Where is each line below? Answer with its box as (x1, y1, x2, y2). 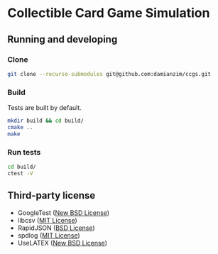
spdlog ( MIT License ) (17, 231, 80, 239)
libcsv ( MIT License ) (17, 216, 78, 224)
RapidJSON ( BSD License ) (17, 223, 95, 232)
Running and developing (7, 33, 118, 45)
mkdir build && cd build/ (7, 117, 84, 125)
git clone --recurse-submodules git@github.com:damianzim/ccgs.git (7, 70, 212, 77)
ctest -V (7, 170, 33, 177)
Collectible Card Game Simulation (7, 5, 210, 21)
